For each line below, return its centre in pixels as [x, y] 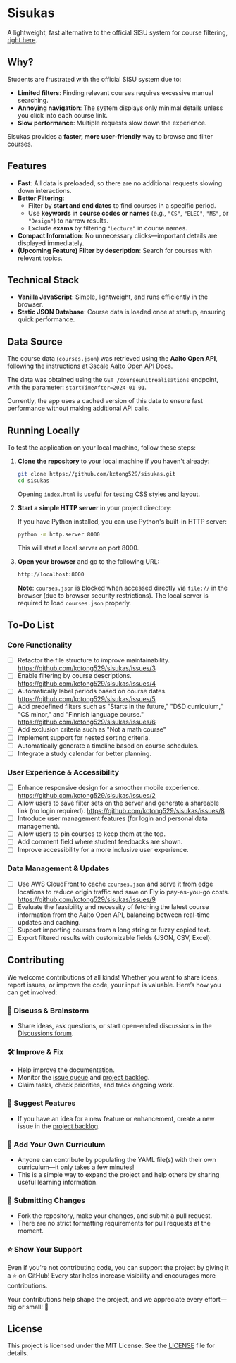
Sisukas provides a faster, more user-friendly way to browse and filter [110, 136]
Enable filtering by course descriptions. [74, 676]
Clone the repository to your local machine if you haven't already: [113, 461]
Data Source [35, 341]
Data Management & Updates [58, 868]
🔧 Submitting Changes [46, 1200]
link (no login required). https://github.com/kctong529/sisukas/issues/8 [121, 811]
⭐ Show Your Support [45, 1250]
